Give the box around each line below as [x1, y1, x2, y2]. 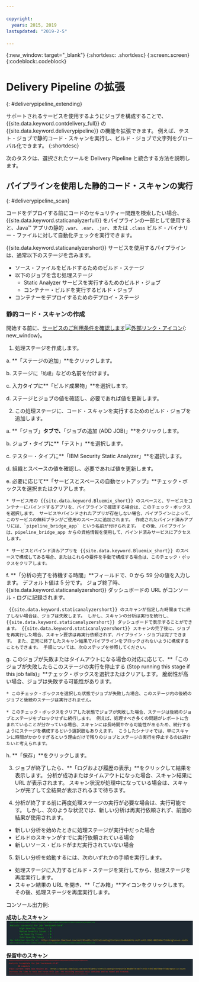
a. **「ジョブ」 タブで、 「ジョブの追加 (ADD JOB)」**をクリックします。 [6, 427, 182, 434]
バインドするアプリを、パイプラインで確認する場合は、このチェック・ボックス [28, 504, 191, 510]
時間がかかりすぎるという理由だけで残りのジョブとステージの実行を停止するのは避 [14, 735, 187, 740]
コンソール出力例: [6, 901, 50, 909]
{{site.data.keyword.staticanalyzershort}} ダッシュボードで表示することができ [6, 619, 192, 626]
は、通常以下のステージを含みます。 [6, 252, 94, 259]
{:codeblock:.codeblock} [6, 58, 67, 65]
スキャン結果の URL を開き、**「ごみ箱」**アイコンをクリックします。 [14, 881, 188, 888]
